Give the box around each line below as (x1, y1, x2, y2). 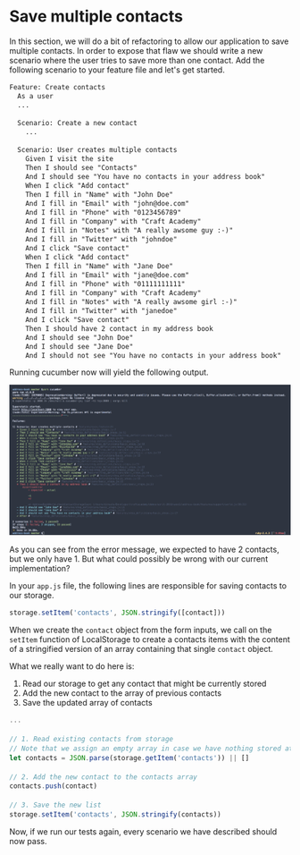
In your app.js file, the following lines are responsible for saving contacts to (9, 580, 287, 591)
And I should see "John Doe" (25, 333, 134, 342)
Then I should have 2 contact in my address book (25, 324, 214, 333)
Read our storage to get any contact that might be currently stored (21, 678, 267, 690)
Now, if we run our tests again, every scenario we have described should (9, 825, 278, 837)
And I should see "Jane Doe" (25, 342, 134, 351)
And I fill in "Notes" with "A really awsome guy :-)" (25, 225, 234, 234)
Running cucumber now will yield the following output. (9, 367, 209, 377)
